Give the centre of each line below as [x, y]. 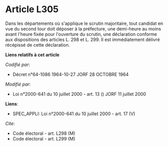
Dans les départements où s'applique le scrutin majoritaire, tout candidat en [84, 23]
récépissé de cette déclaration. [37, 45]
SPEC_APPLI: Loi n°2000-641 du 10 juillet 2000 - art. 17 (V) [74, 114]
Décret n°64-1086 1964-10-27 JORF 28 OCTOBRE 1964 [71, 74]
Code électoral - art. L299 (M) [44, 138]
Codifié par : [18, 64]
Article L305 [32, 9]
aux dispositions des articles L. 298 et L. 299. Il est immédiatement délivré [83, 40]
